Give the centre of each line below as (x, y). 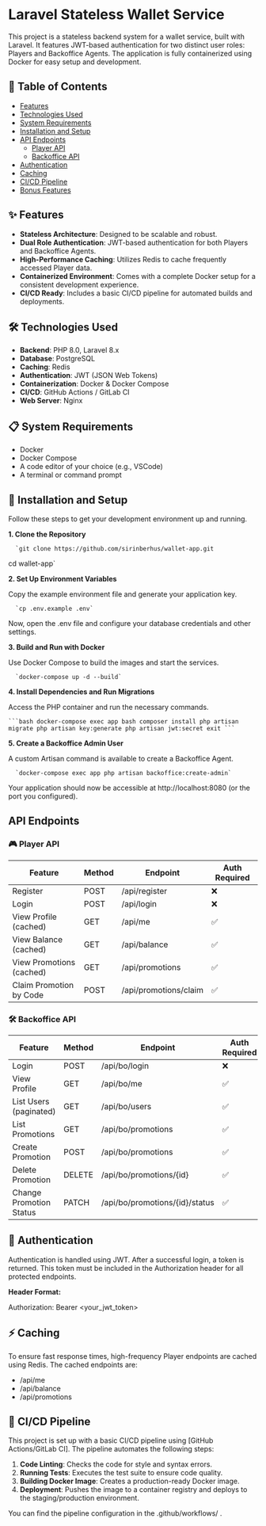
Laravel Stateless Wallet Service (116, 15)
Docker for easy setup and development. (75, 62)
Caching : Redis (45, 367)
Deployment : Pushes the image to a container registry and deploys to (133, 1490)
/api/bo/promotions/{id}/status (158, 1202)
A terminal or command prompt (71, 475)
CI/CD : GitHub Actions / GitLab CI (74, 392)
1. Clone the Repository (47, 534)
